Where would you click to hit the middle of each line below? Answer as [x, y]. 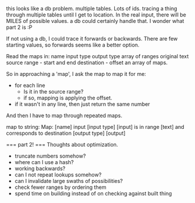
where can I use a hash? [44, 162]
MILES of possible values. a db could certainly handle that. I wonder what [95, 21]
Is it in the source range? [53, 91]
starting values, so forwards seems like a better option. [73, 45]
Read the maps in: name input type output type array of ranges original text [97, 56]
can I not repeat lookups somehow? [58, 175]
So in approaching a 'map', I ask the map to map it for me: [76, 74]
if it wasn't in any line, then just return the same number [82, 104]
